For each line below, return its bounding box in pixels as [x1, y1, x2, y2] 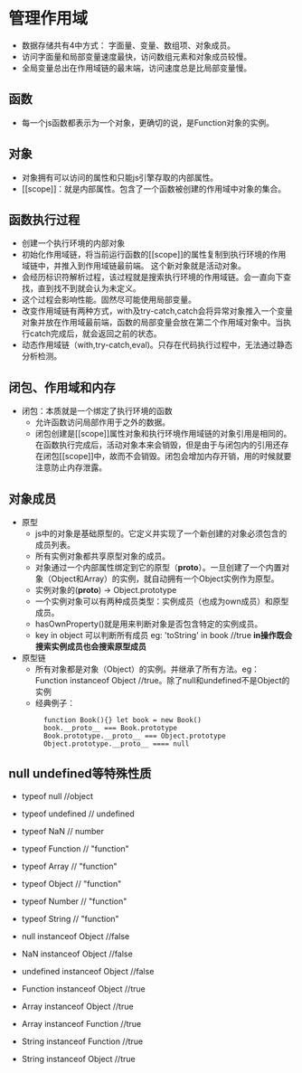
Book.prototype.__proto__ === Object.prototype [42, 731, 227, 740]
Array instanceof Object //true [21, 1001, 134, 1012]
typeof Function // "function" [21, 842, 130, 854]
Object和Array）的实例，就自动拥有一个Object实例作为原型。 [51, 573, 279, 584]
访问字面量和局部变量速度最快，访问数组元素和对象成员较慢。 [21, 51, 252, 61]
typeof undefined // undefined [21, 808, 135, 819]
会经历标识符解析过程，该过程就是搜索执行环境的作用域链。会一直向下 [21, 272, 284, 283]
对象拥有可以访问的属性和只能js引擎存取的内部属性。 [21, 172, 219, 183]
